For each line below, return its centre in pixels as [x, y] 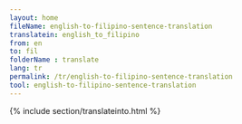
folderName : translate [54, 60]
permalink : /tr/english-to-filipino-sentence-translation [121, 77]
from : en [26, 43]
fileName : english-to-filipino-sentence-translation [111, 26]
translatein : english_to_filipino [75, 34]
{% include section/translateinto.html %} [85, 110]
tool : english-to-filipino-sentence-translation [103, 85]
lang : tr [26, 69]
